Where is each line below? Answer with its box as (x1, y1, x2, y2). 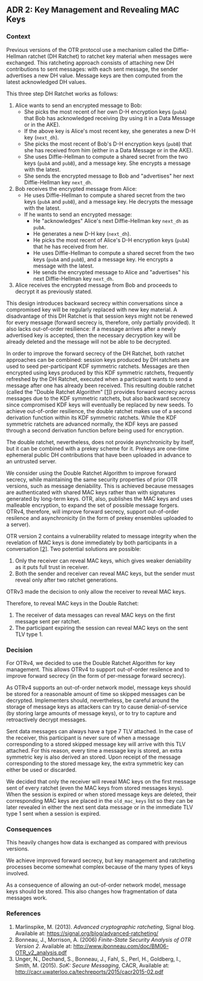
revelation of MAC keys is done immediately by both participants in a (6, 539, 177, 546)
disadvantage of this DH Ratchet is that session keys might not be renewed (6, 312, 193, 320)
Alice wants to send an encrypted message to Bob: (14, 101, 143, 109)
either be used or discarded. (6, 766, 77, 773)
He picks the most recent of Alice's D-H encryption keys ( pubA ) (33, 236, 190, 243)
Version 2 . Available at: (14, 942, 72, 950)
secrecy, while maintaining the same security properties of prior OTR (6, 475, 178, 483)
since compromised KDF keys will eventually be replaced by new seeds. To (6, 401, 193, 408)
